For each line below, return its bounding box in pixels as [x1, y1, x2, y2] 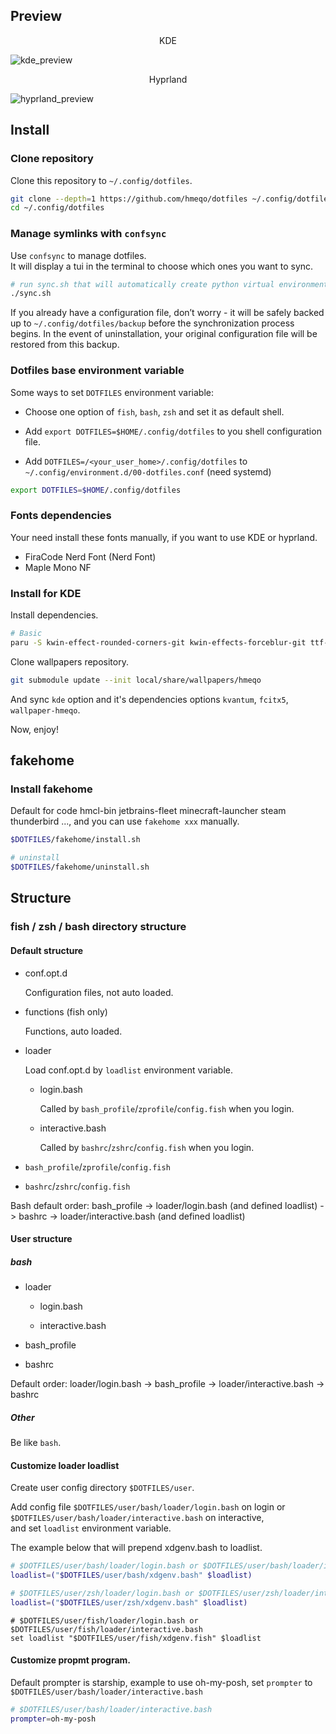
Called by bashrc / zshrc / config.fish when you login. [39, 1141, 255, 1153]
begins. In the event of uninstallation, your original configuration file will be [10, 328, 318, 340]
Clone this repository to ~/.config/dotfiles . [10, 174, 193, 186]
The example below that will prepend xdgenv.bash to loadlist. [10, 1542, 263, 1554]
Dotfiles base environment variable [10, 364, 185, 378]
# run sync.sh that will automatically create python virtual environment [10, 279, 329, 289]
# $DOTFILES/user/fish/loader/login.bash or [10, 1615, 199, 1626]
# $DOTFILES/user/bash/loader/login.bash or [10, 1561, 199, 1571]
